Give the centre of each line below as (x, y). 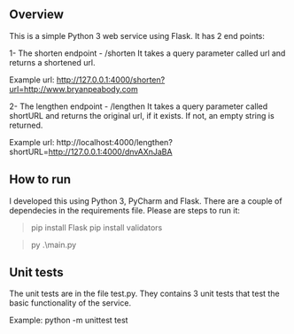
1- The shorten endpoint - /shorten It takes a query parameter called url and (147, 53)
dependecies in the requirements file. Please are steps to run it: (125, 210)
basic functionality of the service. (70, 303)
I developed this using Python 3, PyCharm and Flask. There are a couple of (146, 201)
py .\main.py (54, 245)
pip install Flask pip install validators (97, 227)
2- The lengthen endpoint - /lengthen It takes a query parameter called (139, 106)
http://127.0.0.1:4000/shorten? (111, 80)
